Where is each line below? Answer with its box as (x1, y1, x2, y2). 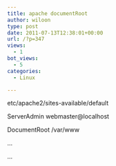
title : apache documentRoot (7, 10, 88, 17)
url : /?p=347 (7, 36, 45, 43)
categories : (7, 68, 41, 74)
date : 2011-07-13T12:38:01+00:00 (7, 29, 104, 37)
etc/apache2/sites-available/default (7, 99, 109, 107)
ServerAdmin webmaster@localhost (7, 112, 109, 121)
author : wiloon (7, 17, 51, 23)
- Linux (13, 74, 36, 81)
